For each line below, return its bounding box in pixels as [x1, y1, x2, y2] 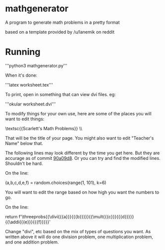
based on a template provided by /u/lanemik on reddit [5, 29, 115, 35]
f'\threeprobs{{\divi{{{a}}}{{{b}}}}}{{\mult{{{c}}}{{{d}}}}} [18, 213, 134, 219]
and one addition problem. [5, 239, 59, 245]
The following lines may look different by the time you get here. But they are [5, 150, 160, 156]
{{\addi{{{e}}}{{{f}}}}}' [5, 219, 51, 225]
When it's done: [5, 72, 38, 78]
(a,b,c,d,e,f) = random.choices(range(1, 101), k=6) [5, 179, 107, 186]
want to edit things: [5, 116, 45, 122]
